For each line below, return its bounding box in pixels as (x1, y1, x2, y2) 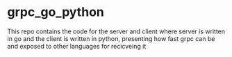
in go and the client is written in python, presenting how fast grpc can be (7, 34, 215, 42)
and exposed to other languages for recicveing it (7, 42, 147, 50)
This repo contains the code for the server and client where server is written (7, 27, 226, 35)
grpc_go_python (7, 4, 104, 20)
